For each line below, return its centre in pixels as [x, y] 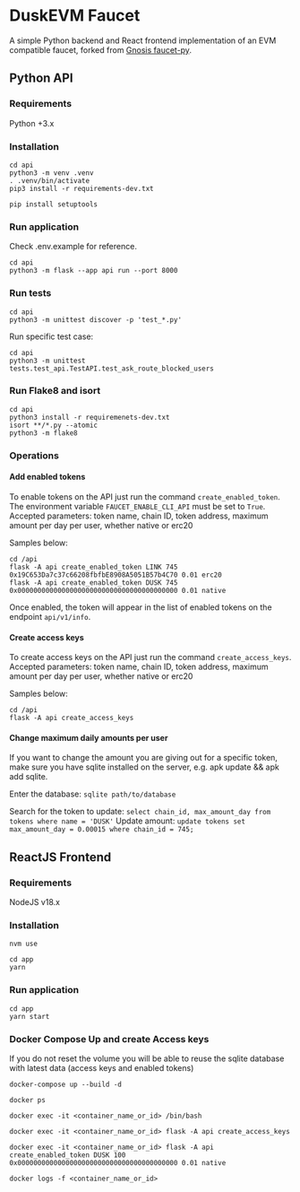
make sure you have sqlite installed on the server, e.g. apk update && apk [144, 767]
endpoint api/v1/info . [50, 616]
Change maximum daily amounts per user [89, 737]
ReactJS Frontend [60, 857]
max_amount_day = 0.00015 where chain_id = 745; [102, 830]
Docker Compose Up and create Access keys [109, 1039]
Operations [34, 456]
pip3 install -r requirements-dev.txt [81, 188]
